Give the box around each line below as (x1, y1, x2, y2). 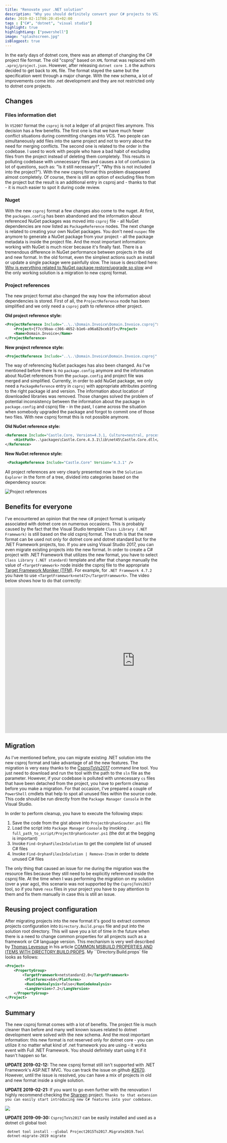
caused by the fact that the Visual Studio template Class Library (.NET (5, 526, 147, 532)
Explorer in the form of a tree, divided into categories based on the (5, 474, 139, 480)
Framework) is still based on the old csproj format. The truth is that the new (5, 531, 153, 537)
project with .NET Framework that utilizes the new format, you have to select (5, 552, 158, 558)
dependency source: (5, 479, 47, 485)
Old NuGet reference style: (5, 424, 61, 429)
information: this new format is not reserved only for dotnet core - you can (5, 1037, 154, 1043)
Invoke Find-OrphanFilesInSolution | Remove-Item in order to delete (12, 851, 149, 856)
